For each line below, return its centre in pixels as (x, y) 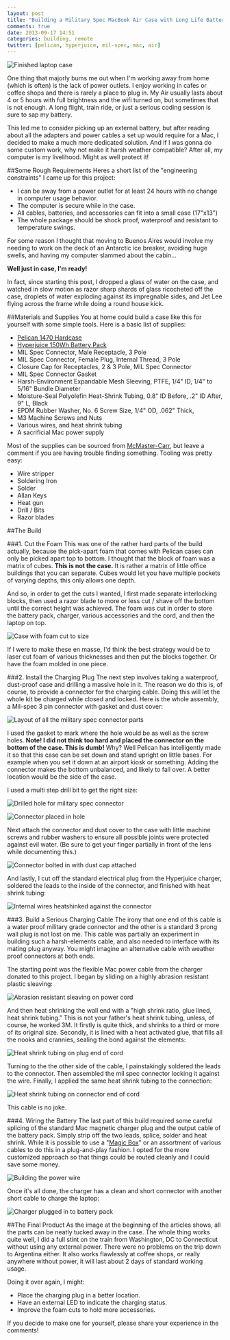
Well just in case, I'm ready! (47, 269)
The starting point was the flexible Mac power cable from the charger (105, 969)
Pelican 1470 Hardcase (49, 338)
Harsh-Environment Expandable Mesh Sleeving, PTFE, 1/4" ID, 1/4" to (115, 381)
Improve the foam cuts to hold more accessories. (86, 1310)
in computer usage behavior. (57, 198)
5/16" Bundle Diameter (49, 389)
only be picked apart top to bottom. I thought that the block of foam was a (111, 559)
